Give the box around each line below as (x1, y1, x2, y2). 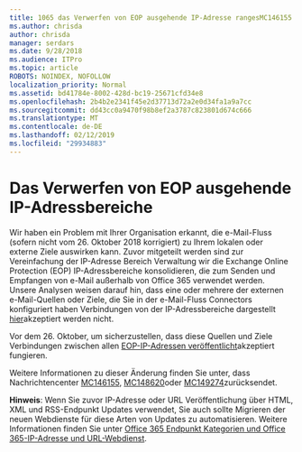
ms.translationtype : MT (9, 114, 99, 123)
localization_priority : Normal (9, 80, 127, 89)
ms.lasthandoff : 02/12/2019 (9, 131, 115, 140)
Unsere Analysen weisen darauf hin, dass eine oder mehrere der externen (9, 284, 284, 295)
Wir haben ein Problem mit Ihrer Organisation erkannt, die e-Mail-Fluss (9, 226, 272, 237)
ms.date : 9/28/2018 (9, 47, 83, 56)
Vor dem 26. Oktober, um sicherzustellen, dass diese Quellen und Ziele (9, 330, 273, 341)
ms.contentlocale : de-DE (9, 123, 103, 132)
